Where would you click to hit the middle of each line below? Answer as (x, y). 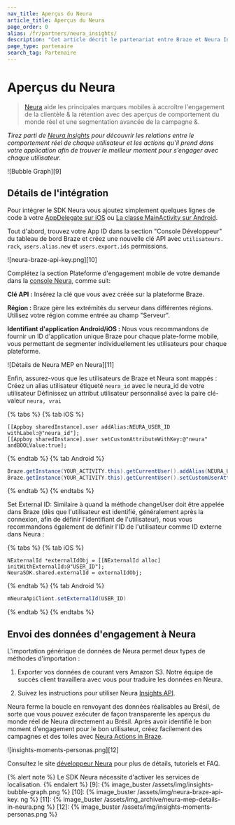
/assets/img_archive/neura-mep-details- (162, 800)
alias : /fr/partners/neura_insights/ (62, 33)
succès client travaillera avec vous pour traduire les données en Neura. (120, 679)
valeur (16, 401)
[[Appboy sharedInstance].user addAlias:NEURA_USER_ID (89, 427)
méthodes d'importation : (44, 658)
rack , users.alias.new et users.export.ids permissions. (88, 246)
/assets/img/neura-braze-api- (180, 792)
